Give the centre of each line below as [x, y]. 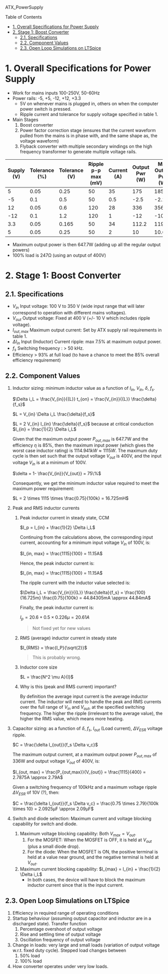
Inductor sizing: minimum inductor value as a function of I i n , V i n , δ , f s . [83, 389]
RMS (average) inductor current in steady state [68, 638]
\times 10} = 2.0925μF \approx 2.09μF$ [53, 809]
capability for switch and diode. [45, 824]
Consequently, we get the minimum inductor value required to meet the [86, 483]
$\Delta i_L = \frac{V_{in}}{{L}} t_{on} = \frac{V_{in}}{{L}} [71, 399]
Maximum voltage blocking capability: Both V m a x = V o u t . [78, 834]
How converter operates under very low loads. [60, 966]
